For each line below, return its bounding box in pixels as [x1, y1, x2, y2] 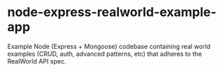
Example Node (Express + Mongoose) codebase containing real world [7, 42, 211, 50]
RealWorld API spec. [7, 57, 67, 65]
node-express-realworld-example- [7, 4, 217, 20]
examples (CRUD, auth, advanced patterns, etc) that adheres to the [7, 50, 203, 58]
